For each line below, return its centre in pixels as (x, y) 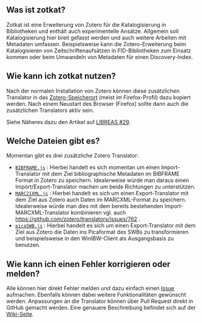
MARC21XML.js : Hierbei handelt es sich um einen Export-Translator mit (102, 193)
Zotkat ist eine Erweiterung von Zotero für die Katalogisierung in (86, 24)
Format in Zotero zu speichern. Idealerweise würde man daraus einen (102, 180)
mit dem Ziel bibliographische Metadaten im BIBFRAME (111, 174)
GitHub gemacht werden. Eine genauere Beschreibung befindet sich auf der (101, 308)
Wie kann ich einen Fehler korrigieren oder (89, 264)
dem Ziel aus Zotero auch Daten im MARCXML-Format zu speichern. (101, 200)
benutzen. (28, 245)
